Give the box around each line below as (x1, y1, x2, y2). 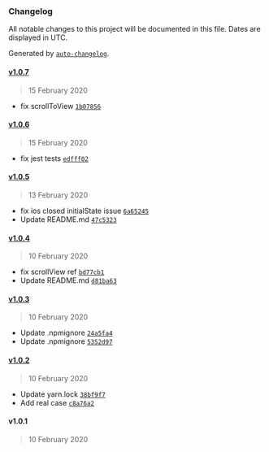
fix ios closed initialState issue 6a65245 (20, 206, 149, 215)
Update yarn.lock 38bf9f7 (20, 389, 106, 399)
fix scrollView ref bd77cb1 (20, 267, 105, 277)
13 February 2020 (28, 189, 88, 200)
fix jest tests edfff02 (20, 153, 89, 163)
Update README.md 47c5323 (20, 214, 117, 224)
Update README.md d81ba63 (20, 276, 117, 285)
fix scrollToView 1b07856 (20, 101, 102, 111)
